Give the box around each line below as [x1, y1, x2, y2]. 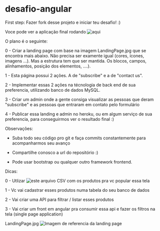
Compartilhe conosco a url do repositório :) [12, 149, 98, 155]
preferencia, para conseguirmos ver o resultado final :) [5, 116, 114, 122]
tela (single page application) [5, 211, 63, 217]
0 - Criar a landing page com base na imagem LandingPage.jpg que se [5, 48, 146, 53]
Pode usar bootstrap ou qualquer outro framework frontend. [12, 159, 132, 165]
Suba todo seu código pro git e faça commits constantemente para [12, 135, 146, 141]
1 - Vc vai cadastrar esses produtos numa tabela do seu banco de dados [5, 187, 150, 193]
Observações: [5, 125, 33, 132]
